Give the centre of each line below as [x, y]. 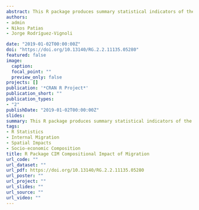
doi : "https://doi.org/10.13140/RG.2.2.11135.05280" [73, 50]
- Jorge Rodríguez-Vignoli [39, 34]
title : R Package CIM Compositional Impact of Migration [78, 154]
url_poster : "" [25, 176]
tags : [13, 127]
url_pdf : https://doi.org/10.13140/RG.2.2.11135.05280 [75, 170]
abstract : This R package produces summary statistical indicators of [95, 12]
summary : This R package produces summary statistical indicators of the [99, 121]
